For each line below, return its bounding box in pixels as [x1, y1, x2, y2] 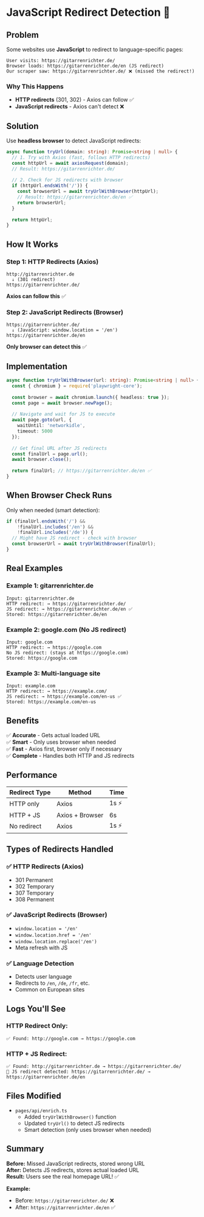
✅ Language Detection [6, 959, 75, 968]
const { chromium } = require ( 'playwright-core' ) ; [12, 383, 143, 389]
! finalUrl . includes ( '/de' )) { [17, 529, 94, 536]
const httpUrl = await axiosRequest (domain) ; [12, 160, 129, 166]
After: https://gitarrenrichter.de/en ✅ [15, 1204, 116, 1211]
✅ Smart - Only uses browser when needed [6, 738, 117, 746]
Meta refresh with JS [15, 944, 68, 951]
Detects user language [15, 973, 72, 980]
